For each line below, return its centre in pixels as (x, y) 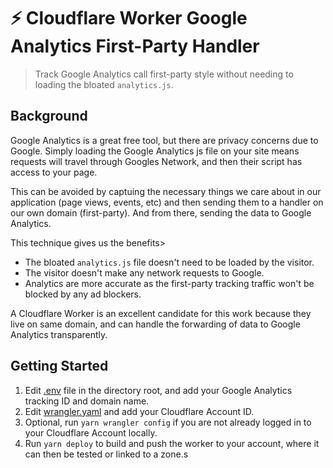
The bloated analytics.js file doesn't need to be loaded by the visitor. (169, 262)
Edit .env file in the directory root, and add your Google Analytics (158, 390)
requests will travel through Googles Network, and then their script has (156, 161)
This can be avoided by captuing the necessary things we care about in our (166, 191)
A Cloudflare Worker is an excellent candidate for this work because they (161, 313)
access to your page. (54, 172)
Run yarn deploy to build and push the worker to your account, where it (172, 443)
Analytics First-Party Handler (135, 46)
